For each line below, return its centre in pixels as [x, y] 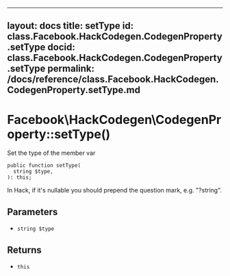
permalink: [71, 69]
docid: [61, 48]
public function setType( [44, 166]
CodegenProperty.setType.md [74, 90]
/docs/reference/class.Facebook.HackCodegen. [113, 79]
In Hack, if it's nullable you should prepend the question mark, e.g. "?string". [115, 190]
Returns [25, 250]
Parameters [33, 212]
